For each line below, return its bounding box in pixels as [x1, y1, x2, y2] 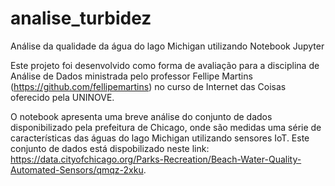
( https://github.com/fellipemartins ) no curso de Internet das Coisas [10, 80, 287, 92]
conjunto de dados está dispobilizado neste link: [10, 142, 210, 154]
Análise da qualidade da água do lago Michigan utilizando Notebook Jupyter [10, 40, 325, 52]
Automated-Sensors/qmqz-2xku [10, 163, 144, 176]
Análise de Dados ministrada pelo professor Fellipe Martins [10, 70, 253, 82]
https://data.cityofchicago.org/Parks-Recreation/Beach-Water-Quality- [10, 153, 302, 165]
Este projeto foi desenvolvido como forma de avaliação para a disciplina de [10, 59, 320, 71]
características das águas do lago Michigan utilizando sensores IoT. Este [10, 132, 310, 144]
